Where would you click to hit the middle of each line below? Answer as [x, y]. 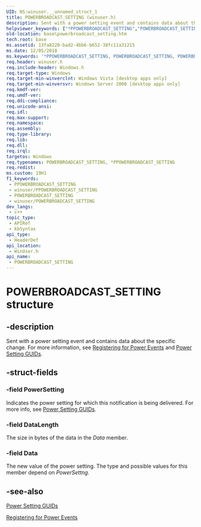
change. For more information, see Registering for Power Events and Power [99, 347]
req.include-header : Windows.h [45, 67]
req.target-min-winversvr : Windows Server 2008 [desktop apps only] [93, 84]
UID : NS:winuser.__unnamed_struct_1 [52, 12]
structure [30, 305]
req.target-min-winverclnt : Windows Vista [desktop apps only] [87, 78]
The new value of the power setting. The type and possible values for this [97, 466]
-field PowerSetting [35, 390]
